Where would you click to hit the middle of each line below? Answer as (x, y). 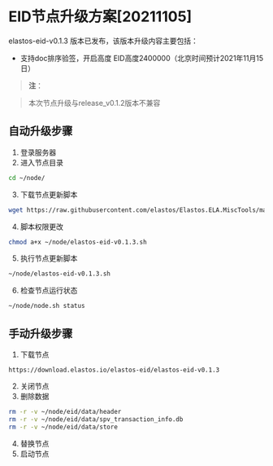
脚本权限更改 (41, 226)
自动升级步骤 (41, 131)
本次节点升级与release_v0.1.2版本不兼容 (94, 103)
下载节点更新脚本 (49, 194)
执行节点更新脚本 (49, 258)
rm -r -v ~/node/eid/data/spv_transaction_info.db (96, 419)
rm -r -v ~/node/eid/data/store (63, 427)
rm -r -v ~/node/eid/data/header (65, 411)
